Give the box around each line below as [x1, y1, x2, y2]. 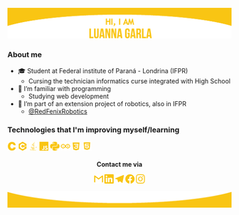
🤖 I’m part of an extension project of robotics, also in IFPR [17, 99, 187, 107]
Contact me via [96, 160, 143, 169]
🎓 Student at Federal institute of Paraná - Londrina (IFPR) [17, 66, 188, 75]
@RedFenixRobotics [28, 107, 87, 115]
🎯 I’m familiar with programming [17, 84, 112, 93]
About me [7, 50, 43, 60]
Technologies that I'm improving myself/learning [7, 125, 180, 135]
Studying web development [28, 92, 109, 100]
